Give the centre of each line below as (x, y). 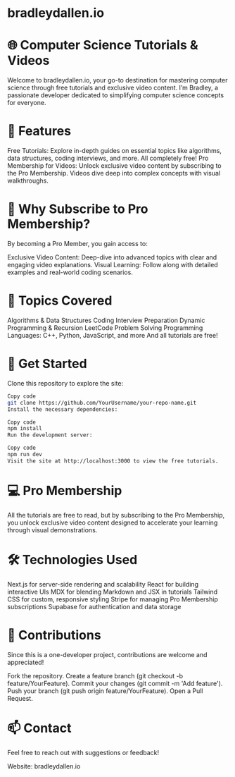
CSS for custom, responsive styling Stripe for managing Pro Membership (113, 599)
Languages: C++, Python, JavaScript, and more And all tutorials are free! (113, 335)
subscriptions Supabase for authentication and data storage (94, 606)
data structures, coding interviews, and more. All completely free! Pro (108, 158)
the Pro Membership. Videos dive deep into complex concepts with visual (114, 173)
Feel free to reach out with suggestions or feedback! (83, 752)
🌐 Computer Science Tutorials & (103, 45)
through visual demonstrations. (52, 530)
